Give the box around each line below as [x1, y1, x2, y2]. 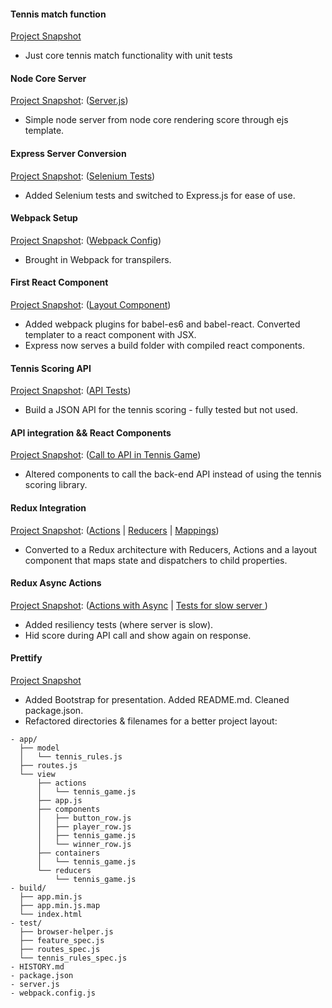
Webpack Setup [10, 212, 78, 224]
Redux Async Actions [10, 577, 102, 589]
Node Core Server [10, 72, 87, 84]
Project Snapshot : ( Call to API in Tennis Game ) [10, 449, 202, 461]
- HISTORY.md [10, 962, 65, 972]
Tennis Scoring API [10, 362, 92, 374]
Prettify [10, 652, 43, 664]
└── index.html [19, 910, 83, 920]
